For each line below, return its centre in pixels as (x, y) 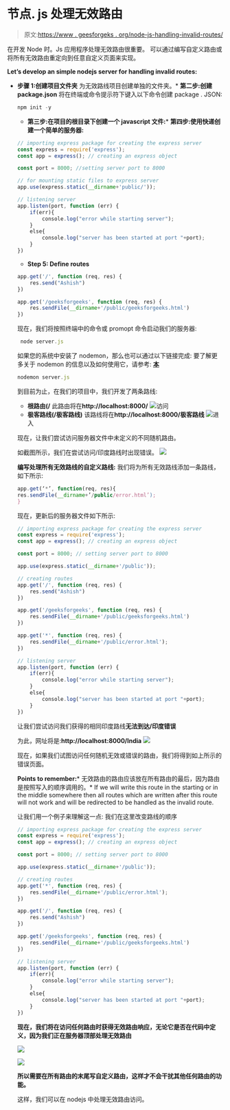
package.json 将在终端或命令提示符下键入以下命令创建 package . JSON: (120, 94)
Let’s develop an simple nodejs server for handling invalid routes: (102, 71)
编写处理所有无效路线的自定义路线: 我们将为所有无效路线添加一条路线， (118, 467)
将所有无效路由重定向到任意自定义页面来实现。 (73, 57)
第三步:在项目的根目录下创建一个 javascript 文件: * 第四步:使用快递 (121, 121)
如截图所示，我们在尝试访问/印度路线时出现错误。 (87, 452)
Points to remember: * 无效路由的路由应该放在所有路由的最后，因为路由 (118, 778)
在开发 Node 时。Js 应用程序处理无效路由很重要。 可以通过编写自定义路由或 (115, 49)
